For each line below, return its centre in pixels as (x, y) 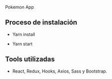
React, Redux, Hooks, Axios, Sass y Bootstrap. (60, 71)
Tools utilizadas (30, 59)
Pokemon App (20, 7)
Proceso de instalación (41, 22)
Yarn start (22, 44)
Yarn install (24, 34)
